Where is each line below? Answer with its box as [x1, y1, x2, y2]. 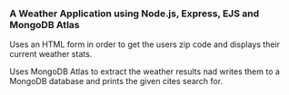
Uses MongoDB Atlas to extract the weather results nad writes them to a [9, 66, 280, 77]
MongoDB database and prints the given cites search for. [9, 76, 224, 87]
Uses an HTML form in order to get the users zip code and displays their [9, 39, 280, 50]
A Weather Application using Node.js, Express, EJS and [9, 7, 260, 20]
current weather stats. [9, 49, 93, 60]
